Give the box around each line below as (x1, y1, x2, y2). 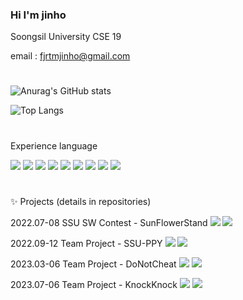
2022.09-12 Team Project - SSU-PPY (10, 237, 163, 249)
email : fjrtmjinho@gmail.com (10, 50, 131, 62)
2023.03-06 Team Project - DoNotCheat (10, 258, 177, 270)
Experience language (10, 139, 98, 152)
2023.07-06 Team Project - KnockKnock (10, 278, 178, 290)
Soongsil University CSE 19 (10, 31, 122, 43)
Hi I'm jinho (10, 8, 67, 22)
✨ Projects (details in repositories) (10, 195, 152, 207)
